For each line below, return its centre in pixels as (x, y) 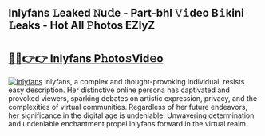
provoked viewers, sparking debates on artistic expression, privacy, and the (133, 98)
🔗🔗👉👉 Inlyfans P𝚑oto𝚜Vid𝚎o (86, 58)
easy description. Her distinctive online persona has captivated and (119, 90)
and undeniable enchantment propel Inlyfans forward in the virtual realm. (128, 124)
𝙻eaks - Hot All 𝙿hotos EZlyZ (82, 26)
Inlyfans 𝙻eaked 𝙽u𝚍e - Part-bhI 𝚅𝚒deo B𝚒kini (127, 13)
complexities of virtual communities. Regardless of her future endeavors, (128, 107)
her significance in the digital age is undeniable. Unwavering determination (131, 115)
